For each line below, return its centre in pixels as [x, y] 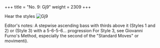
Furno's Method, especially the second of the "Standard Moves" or [72, 36]
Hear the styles [20, 16]
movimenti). [17, 41]
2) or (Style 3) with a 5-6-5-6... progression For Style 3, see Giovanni [74, 30]
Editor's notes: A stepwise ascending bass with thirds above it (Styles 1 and [80, 25]
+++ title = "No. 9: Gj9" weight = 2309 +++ [48, 7]
